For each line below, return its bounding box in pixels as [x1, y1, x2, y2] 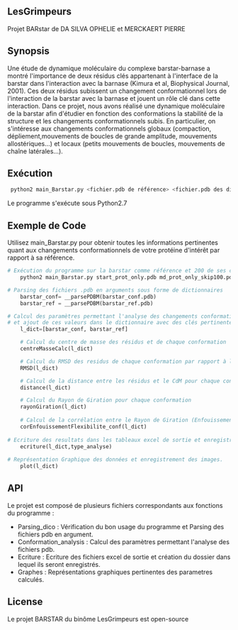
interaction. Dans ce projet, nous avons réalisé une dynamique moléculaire [7, 101, 225, 110]
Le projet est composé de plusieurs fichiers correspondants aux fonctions [7, 501, 223, 509]
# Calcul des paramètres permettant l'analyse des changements [7, 312, 198, 320]
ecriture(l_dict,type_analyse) [20, 443, 113, 450]
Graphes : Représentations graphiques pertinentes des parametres [17, 568, 213, 576]
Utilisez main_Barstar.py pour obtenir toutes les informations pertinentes [7, 238, 218, 247]
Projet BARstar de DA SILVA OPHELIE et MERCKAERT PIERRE [7, 24, 186, 33]
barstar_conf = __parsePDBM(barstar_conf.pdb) [20, 293, 157, 300]
